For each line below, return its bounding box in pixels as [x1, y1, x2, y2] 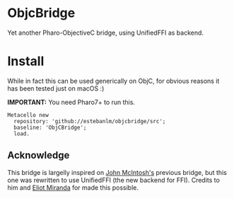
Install [7, 53, 45, 69]
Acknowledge [7, 149, 70, 161]
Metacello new [7, 111, 49, 118]
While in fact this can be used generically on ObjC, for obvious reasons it [7, 76, 220, 85]
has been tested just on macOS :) [7, 84, 105, 93]
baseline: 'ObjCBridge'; [13, 124, 87, 131]
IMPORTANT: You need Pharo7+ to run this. [7, 98, 136, 106]
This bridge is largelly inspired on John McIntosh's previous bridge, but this [7, 168, 228, 176]
